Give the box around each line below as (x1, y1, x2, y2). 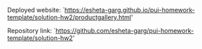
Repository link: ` (7, 27, 56, 35)
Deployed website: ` (7, 6, 65, 14)
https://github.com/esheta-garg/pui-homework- (55, 27, 194, 35)
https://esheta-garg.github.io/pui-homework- (64, 6, 195, 14)
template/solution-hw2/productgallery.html (7, 13, 132, 21)
